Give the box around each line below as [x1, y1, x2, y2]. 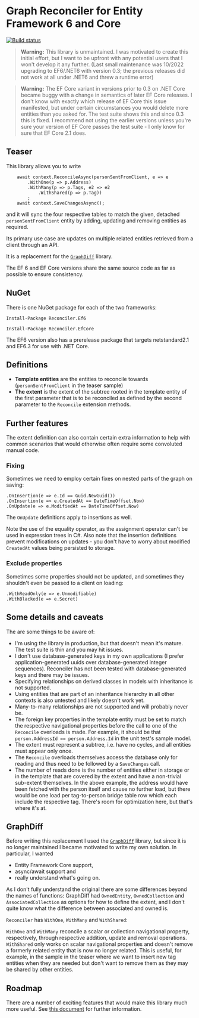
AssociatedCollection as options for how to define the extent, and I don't [6, 899, 185, 906]
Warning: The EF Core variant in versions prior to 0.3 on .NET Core [20, 85, 185, 92]
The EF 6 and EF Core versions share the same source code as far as [6, 264, 176, 271]
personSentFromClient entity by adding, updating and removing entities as [6, 216, 187, 224]
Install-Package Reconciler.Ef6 [6, 315, 86, 321]
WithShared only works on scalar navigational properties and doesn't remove [6, 940, 193, 948]
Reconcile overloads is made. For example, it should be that [14, 728, 161, 735]
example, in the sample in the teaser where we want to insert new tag [6, 953, 176, 961]
